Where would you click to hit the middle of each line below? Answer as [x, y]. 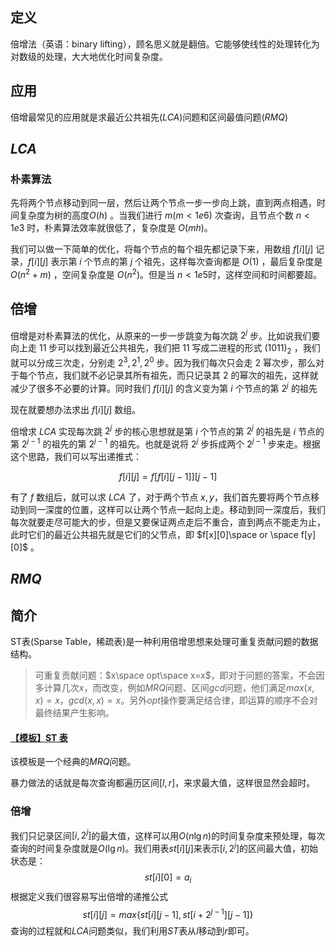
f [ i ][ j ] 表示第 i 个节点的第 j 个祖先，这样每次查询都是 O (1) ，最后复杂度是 [175, 262]
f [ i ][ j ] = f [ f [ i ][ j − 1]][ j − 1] [168, 476]
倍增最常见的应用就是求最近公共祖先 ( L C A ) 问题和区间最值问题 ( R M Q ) [149, 117]
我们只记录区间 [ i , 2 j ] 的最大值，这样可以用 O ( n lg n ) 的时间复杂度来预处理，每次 [168, 835]
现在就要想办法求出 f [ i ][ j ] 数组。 [76, 409]
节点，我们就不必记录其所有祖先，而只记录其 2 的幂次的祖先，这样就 [177, 375]
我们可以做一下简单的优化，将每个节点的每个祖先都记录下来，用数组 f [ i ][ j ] [162, 249]
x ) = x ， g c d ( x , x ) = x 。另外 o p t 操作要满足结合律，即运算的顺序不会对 [176, 700]
